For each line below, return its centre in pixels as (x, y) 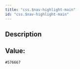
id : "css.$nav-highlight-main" (37, 14)
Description (23, 34)
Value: (15, 51)
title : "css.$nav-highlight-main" (40, 10)
